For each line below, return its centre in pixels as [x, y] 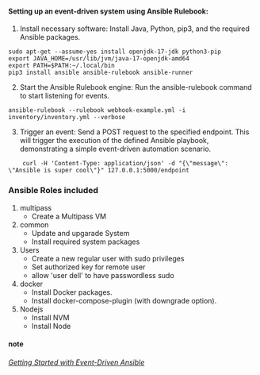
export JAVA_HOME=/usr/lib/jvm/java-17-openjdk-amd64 [99, 59]
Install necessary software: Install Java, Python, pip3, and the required [134, 29]
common [34, 224]
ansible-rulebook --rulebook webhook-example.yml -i [97, 110]
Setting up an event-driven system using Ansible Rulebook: [108, 11]
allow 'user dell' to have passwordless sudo [103, 275]
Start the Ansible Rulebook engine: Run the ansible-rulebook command [136, 87]
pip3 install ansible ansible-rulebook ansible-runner [101, 73]
